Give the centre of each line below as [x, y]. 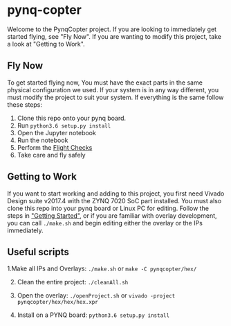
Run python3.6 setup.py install [64, 125]
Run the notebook [43, 140]
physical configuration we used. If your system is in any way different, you [113, 89]
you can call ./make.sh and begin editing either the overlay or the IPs [105, 223]
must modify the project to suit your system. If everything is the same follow [115, 97]
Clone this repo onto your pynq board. [72, 118]
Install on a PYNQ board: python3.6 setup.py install [93, 315]
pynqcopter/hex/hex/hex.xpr [57, 302]
